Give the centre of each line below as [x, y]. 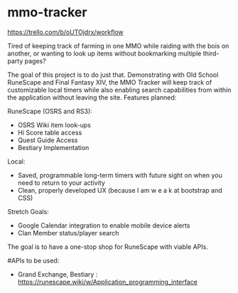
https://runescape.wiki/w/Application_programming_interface [107, 282]
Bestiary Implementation [53, 147]
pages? [35, 60]
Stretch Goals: [28, 211]
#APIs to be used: [33, 260]
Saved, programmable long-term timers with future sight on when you [120, 175]
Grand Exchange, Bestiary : [58, 274]
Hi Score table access [50, 132]
